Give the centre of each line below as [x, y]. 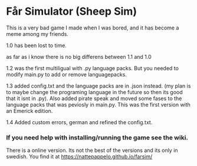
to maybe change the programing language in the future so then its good [94, 92]
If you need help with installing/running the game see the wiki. [97, 137]
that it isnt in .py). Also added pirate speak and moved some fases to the [94, 98]
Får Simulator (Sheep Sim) [72, 11]
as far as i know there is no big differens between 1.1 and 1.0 [79, 57]
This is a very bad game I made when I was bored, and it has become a [93, 28]
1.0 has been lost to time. [36, 45]
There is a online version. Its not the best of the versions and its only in [92, 150]
